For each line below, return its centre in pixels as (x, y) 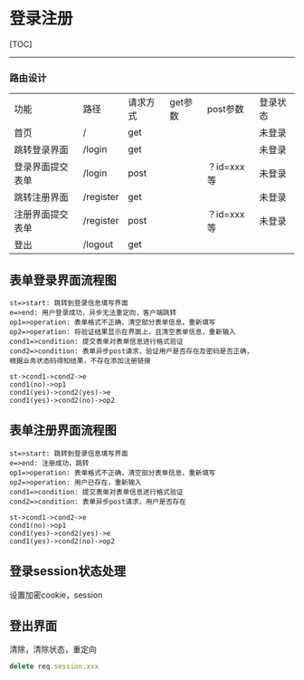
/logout (98, 244)
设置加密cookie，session (56, 595)
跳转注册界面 (42, 197)
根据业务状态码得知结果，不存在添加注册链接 (80, 361)
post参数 (225, 110)
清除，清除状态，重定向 (53, 649)
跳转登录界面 (42, 150)
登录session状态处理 (68, 571)
